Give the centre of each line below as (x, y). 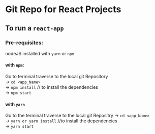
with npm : (15, 65)
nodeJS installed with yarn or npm (40, 53)
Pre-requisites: (24, 43)
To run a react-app (35, 28)
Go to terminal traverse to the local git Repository (57, 77)
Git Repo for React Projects (63, 9)
